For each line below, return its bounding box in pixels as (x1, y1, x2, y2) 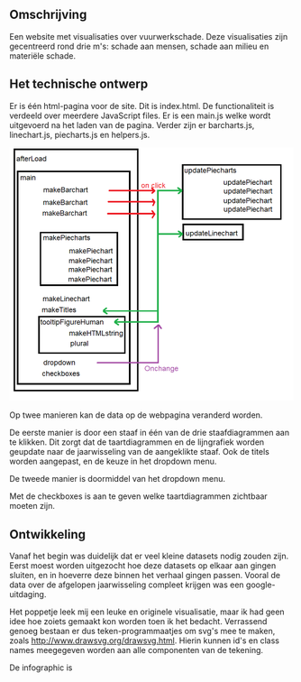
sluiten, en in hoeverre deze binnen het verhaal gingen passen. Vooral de (9, 570, 281, 581)
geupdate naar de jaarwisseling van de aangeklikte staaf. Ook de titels (9, 447, 270, 457)
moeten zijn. (9, 501, 56, 511)
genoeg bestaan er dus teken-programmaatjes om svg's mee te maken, (9, 626, 276, 637)
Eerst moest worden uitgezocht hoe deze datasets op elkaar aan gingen (9, 560, 277, 571)
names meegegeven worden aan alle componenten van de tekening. (9, 645, 264, 656)
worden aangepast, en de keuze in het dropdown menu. (9, 456, 217, 467)
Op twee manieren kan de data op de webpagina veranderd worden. (9, 410, 263, 420)
